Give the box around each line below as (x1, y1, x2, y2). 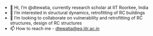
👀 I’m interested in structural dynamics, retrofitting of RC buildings (9, 10, 145, 16)
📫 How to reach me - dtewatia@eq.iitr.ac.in (9, 26, 100, 31)
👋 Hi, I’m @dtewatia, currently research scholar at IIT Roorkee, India (9, 5, 149, 10)
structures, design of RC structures (9, 20, 82, 26)
